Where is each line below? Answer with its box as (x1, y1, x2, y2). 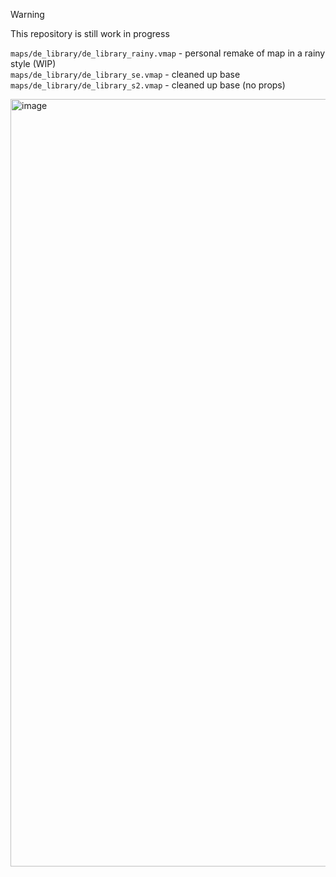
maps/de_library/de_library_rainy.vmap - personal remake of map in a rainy (10, 47, 326, 59)
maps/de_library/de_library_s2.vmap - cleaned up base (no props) (10, 79, 286, 91)
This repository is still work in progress (10, 28, 170, 39)
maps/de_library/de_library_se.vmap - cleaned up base (10, 69, 241, 80)
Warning (10, 9, 45, 20)
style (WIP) (10, 58, 57, 69)
